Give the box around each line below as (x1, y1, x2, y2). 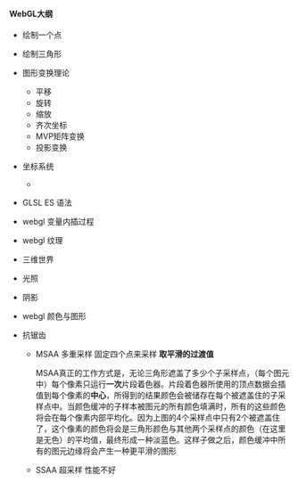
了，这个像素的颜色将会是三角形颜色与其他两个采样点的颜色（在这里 (35, 423, 286, 434)
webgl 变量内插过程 (21, 217, 95, 227)
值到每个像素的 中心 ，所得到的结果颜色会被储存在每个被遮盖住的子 (35, 390, 278, 401)
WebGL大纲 (9, 8, 54, 19)
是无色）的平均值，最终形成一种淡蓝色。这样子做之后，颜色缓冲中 (35, 435, 278, 446)
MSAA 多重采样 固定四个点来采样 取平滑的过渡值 (35, 348, 214, 360)
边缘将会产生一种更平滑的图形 (66, 446, 177, 456)
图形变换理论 (21, 68, 70, 78)
